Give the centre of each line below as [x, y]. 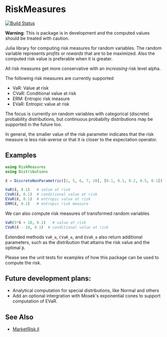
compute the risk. [23, 263]
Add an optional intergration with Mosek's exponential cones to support [86, 296]
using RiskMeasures [26, 167]
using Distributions [27, 172]
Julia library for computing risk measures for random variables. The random [83, 48]
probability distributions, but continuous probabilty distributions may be [79, 119]
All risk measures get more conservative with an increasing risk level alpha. [83, 68]
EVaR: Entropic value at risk [41, 104]
